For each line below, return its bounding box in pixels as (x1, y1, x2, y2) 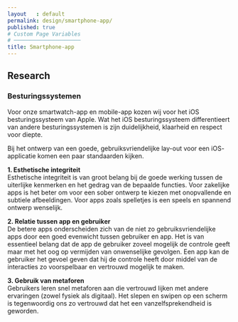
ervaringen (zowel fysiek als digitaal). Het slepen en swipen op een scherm (7, 291, 228, 300)
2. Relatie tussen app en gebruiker (7, 217, 111, 225)
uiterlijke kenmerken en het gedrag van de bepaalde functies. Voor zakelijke (7, 180, 229, 189)
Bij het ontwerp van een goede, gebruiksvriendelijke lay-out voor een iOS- (7, 144, 225, 152)
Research (7, 70, 51, 82)
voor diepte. (7, 130, 43, 139)
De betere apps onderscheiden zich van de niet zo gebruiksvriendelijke (7, 224, 216, 233)
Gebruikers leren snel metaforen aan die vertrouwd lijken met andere (7, 284, 209, 292)
